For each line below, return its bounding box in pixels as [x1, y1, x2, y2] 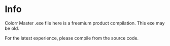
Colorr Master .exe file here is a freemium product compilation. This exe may [5, 20, 165, 26]
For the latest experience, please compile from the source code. [5, 35, 139, 41]
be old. [5, 25, 20, 31]
